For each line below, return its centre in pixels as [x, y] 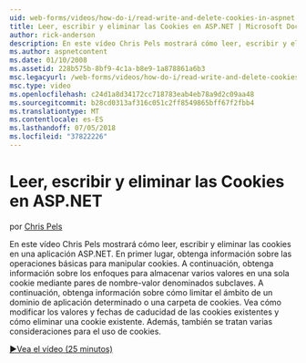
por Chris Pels [36, 226]
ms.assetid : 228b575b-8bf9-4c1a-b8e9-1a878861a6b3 [107, 69]
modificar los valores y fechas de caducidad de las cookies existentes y [144, 312]
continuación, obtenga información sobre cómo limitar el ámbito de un [141, 292]
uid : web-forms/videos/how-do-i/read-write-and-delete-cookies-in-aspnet [153, 18]
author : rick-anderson [52, 35]
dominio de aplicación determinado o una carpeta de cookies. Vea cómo [146, 302]
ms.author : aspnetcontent [58, 52]
